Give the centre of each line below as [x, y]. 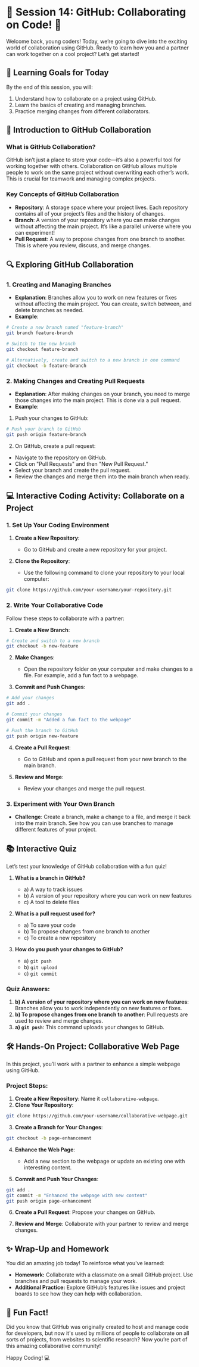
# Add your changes [30, 698]
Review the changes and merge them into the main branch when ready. [102, 477]
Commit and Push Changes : [50, 687]
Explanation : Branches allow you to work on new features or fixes [96, 298]
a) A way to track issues [53, 889]
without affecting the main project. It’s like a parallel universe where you [103, 226]
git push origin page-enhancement [49, 1201]
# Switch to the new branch [41, 344]
